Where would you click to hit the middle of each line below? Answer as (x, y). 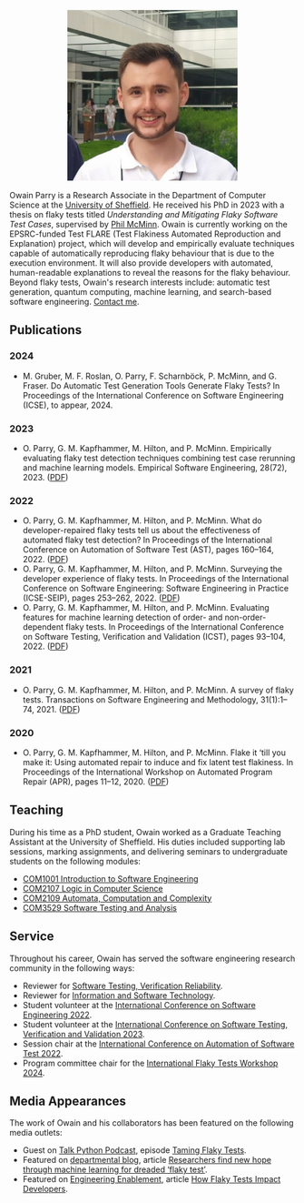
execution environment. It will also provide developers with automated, (142, 263)
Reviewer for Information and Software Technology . (119, 995)
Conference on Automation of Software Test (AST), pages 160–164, (148, 550)
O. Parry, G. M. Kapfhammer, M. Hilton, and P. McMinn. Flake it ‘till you (154, 753)
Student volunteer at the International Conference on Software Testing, (155, 1024)
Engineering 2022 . (57, 1015)
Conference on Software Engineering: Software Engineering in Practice (155, 589)
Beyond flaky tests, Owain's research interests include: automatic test (140, 282)
